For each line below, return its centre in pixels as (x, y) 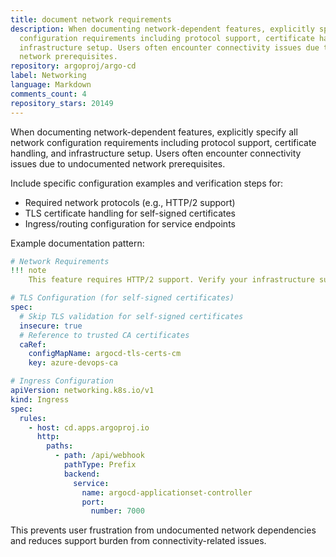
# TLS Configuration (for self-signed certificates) (122, 298)
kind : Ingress (40, 399)
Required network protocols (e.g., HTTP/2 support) (130, 202)
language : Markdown (51, 85)
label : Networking (48, 76)
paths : (60, 446)
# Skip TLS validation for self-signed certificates (131, 316)
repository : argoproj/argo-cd (73, 66)
